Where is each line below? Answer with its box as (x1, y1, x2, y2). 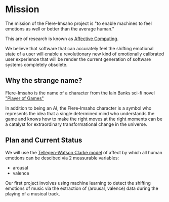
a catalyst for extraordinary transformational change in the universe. (5, 121, 148, 127)
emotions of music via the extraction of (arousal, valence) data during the (5, 185, 158, 191)
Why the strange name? (5, 76, 82, 85)
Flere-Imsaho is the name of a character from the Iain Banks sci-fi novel (5, 90, 155, 96)
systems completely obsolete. (5, 61, 68, 68)
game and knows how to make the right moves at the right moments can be (5, 116, 163, 122)
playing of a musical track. (5, 190, 61, 196)
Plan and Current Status (5, 136, 82, 145)
